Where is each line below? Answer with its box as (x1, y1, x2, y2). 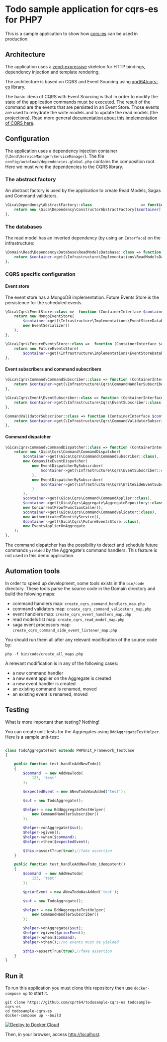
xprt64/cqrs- (131, 78, 159, 84)
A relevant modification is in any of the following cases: (5, 660, 118, 666)
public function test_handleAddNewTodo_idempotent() (14, 862, 126, 867)
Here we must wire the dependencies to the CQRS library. (5, 164, 123, 170)
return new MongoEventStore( (14, 314, 75, 319)
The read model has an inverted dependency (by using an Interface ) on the (5, 234, 161, 240)
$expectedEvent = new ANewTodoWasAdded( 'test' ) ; (23, 789, 126, 794)
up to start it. (23, 990, 49, 996)
